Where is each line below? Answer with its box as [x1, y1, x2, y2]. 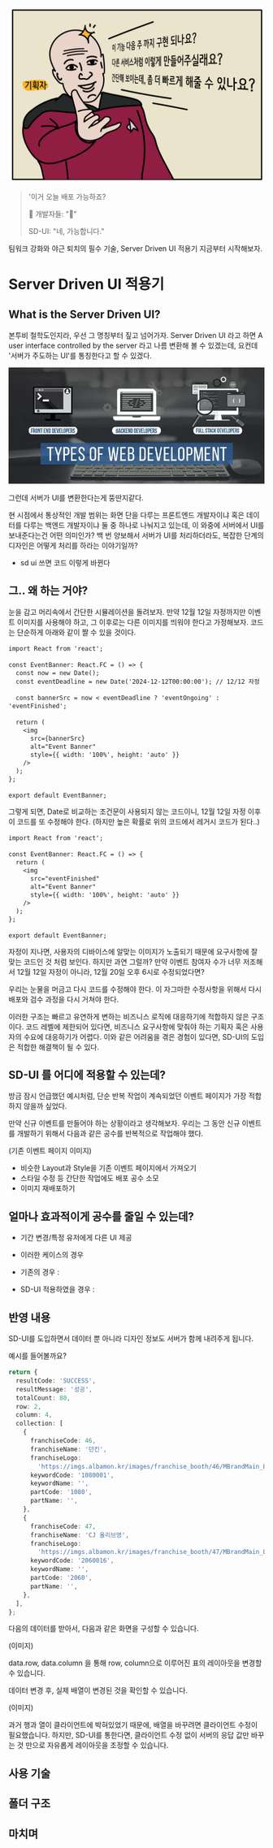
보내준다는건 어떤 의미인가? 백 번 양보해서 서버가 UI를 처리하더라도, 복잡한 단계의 [8, 530, 264, 540]
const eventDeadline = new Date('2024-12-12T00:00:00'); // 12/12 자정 [15, 677, 260, 686]
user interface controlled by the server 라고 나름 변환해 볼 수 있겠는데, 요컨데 [8, 340, 258, 350]
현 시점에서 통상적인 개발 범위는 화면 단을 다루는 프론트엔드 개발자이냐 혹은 [8, 510, 245, 520]
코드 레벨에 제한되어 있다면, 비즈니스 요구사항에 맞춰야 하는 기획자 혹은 [25, 1022, 249, 1032]
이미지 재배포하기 [19, 1184, 76, 1193]
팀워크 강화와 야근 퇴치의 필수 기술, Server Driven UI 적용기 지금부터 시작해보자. [8, 243, 262, 253]
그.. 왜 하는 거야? [8, 584, 88, 598]
